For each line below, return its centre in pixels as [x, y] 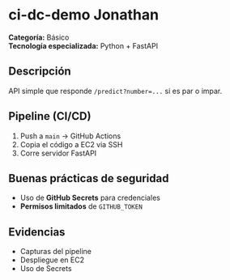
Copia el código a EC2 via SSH [71, 144]
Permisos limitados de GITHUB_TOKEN [81, 206]
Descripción [40, 72]
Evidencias [37, 232]
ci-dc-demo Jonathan [84, 15]
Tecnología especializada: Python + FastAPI [83, 45]
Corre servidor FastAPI [58, 153]
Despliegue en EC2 [52, 260]
